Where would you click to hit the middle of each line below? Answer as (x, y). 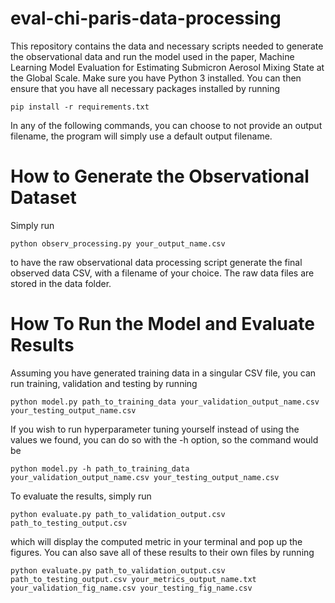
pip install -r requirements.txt (80, 107)
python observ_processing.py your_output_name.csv (118, 243)
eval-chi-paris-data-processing (146, 18)
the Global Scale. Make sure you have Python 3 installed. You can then (156, 78)
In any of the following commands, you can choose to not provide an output (166, 125)
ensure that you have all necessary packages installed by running (145, 88)
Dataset (43, 198)
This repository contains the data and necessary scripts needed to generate (167, 46)
